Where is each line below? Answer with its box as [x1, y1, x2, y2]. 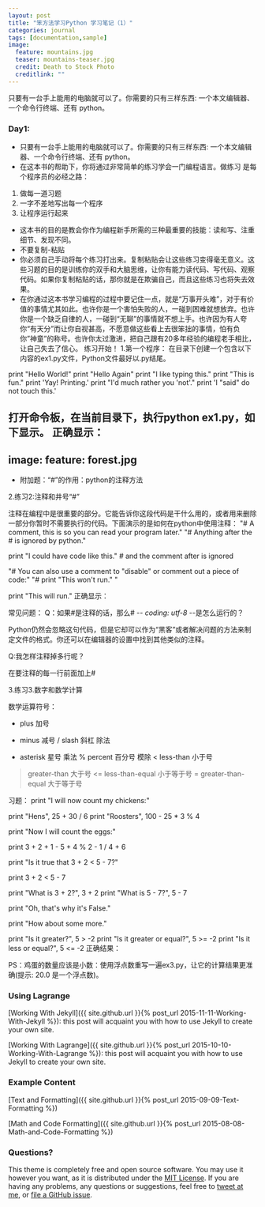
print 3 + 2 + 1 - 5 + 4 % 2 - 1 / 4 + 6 [8, 843, 126, 852]
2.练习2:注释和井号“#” [8, 492, 80, 502]
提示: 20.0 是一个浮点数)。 [17, 970, 103, 980]
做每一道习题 [19, 188, 62, 198]
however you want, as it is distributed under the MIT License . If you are [8, 1173, 239, 1182]
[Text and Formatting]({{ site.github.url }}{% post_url [8, 1095, 179, 1104]
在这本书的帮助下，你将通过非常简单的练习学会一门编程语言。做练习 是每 [19, 161, 257, 171]
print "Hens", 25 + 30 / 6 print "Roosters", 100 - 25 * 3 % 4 [8, 812, 200, 821]
